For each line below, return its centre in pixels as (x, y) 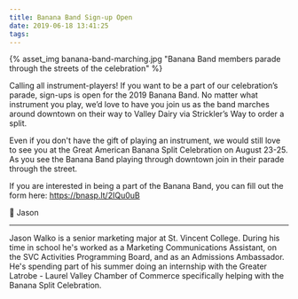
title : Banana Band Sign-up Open (71, 17)
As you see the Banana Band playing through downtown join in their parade (147, 160)
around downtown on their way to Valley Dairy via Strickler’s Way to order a (147, 114)
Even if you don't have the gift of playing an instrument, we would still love (145, 141)
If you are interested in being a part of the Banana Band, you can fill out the (146, 186)
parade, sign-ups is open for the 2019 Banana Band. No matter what (134, 95)
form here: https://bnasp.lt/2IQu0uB (74, 195)
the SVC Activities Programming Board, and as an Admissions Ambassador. (147, 257)
